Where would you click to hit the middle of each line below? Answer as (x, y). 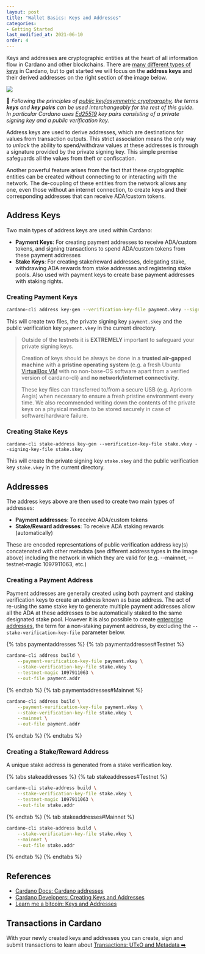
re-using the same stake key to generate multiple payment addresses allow (101, 607)
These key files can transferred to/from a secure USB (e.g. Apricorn (106, 389)
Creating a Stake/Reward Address (58, 752)
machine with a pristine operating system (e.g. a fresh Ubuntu (101, 365)
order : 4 (17, 40)
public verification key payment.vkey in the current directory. (81, 328)
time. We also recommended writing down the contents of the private (108, 403)
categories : (21, 23)
